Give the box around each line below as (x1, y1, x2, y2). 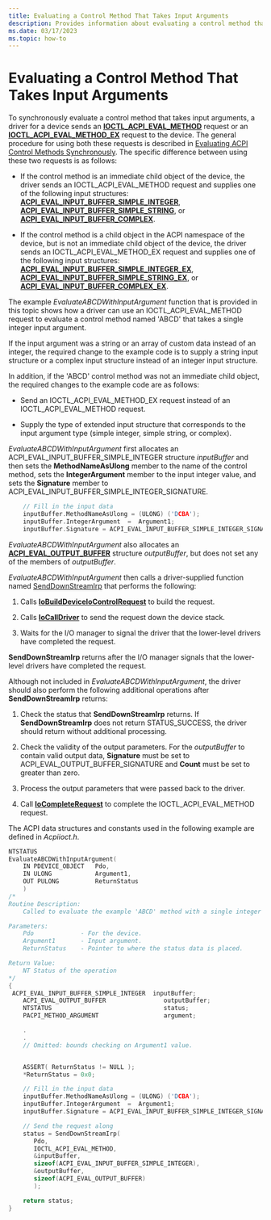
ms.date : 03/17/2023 (8, 27, 78, 35)
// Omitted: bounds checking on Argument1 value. (23, 1041, 194, 1050)
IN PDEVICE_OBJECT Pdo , (23, 862, 110, 870)
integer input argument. (8, 323, 87, 333)
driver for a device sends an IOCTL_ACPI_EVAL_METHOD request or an (8, 122, 248, 132)
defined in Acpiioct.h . (8, 832, 80, 841)
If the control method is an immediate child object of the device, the (19, 171, 246, 182)
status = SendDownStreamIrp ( (23, 1130, 121, 1138)
